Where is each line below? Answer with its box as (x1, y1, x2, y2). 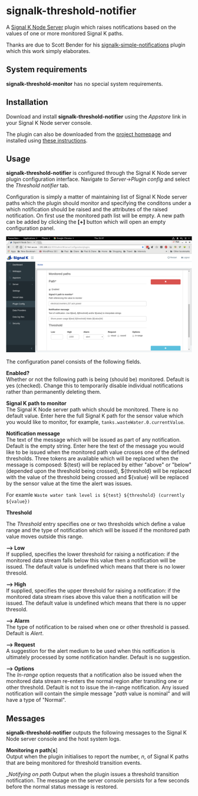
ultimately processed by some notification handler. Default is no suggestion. (6, 654, 191, 661)
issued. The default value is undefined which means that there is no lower (6, 563, 186, 571)
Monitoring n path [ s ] (6, 747, 58, 754)
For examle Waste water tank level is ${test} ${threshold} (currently (6, 492, 185, 499)
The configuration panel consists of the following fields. (6, 358, 141, 366)
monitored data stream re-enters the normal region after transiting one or (6, 678, 184, 685)
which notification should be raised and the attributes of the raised (6, 206, 168, 213)
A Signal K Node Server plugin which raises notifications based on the (6, 24, 177, 31)
